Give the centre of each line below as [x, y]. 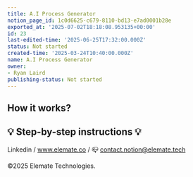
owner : [17, 66]
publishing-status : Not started [55, 79]
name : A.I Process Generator [50, 60]
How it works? [39, 108]
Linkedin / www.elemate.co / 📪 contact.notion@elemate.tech [96, 149]
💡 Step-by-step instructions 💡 [74, 132]
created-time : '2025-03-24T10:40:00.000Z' [70, 54]
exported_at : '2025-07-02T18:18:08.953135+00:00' [82, 27]
